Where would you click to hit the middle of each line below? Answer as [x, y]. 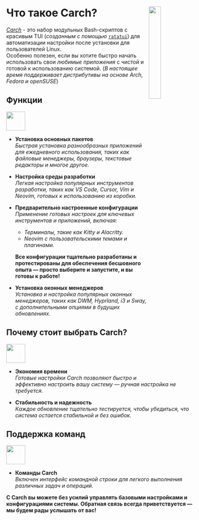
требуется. [29, 390]
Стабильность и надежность [53, 402]
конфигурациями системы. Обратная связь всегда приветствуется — [99, 504]
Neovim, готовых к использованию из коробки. [76, 196]
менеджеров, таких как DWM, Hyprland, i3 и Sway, [81, 300]
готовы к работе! [37, 276]
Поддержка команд [46, 434]
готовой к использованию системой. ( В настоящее [72, 68]
